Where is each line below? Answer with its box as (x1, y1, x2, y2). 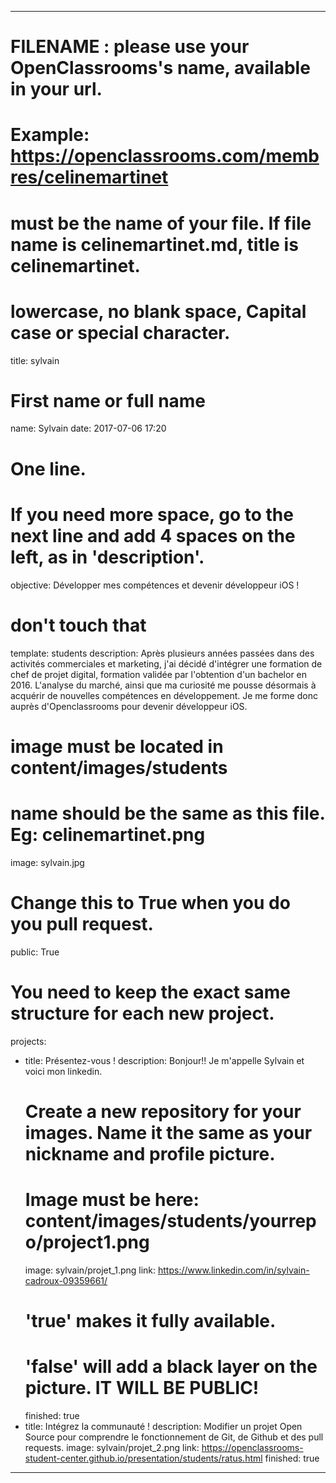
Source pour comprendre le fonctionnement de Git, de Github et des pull (24, 1431, 324, 1443)
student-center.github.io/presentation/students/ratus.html (24, 1452, 263, 1464)
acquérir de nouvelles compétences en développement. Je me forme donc (10, 689, 318, 701)
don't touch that (10, 614, 147, 636)
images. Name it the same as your (24, 1121, 313, 1144)
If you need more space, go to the (10, 503, 294, 526)
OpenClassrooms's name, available (10, 57, 311, 80)
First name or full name (10, 389, 207, 412)
